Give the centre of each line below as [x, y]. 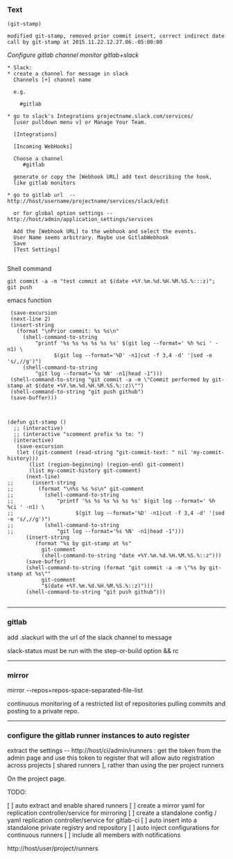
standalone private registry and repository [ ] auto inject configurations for [113, 828]
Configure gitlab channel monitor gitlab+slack [73, 55]
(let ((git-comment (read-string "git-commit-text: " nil [102, 453]
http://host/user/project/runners [53, 849]
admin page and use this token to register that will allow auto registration [111, 758]
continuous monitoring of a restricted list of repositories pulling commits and [116, 703]
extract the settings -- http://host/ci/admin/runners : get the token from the [114, 751]
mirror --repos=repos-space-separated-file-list [75, 690]
